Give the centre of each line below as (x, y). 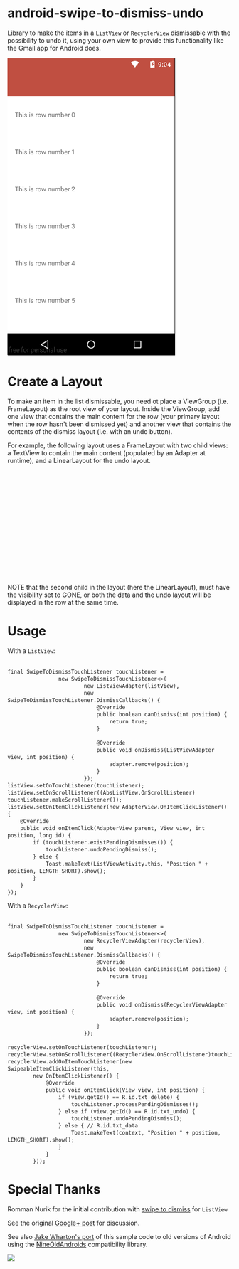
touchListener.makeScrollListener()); (65, 800)
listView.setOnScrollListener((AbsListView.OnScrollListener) (101, 792)
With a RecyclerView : (38, 906)
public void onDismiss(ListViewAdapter (155, 750)
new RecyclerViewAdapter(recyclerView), (144, 940)
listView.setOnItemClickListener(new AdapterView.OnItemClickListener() (117, 807)
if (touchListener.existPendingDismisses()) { (103, 842)
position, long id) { (39, 835)
